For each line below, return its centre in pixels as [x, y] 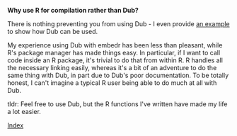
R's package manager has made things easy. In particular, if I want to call [114, 53]
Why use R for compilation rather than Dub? [73, 10]
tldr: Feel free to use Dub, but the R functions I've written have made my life [117, 104]
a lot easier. [24, 112]
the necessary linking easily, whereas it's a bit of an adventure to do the [112, 68]
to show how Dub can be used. [52, 32]
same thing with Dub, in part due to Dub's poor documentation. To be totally [118, 75]
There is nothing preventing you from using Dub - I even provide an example [118, 24]
